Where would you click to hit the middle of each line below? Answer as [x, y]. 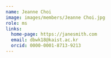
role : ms [16, 23]
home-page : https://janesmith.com [54, 34]
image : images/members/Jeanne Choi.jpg [55, 18]
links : [14, 29]
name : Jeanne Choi [28, 12]
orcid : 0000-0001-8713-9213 [46, 46]
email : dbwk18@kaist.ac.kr [45, 40]
